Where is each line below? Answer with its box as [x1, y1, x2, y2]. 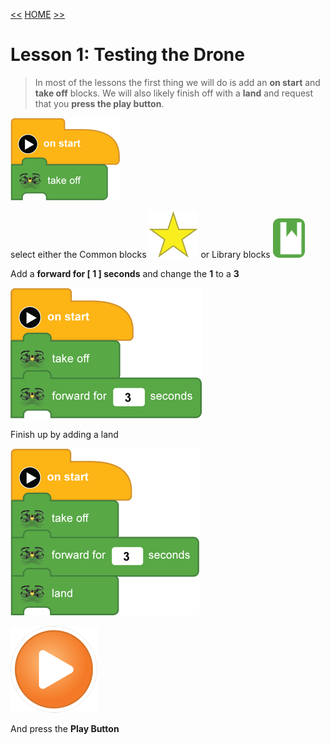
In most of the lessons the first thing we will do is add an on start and [34, 76, 321, 88]
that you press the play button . [34, 97, 165, 109]
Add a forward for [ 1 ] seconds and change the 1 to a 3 [10, 267, 240, 279]
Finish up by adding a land [10, 428, 119, 440]
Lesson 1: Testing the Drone [10, 44, 245, 66]
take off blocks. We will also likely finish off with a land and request [34, 87, 314, 99]
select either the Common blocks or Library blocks [10, 248, 271, 260]
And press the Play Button [10, 722, 120, 734]
